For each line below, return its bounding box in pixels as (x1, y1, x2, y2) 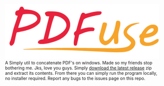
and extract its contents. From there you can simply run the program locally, (5, 70, 158, 76)
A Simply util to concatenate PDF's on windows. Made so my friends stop (5, 60, 153, 65)
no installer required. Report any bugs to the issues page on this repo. (5, 75, 145, 81)
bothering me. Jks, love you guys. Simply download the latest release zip (5, 65, 152, 71)
